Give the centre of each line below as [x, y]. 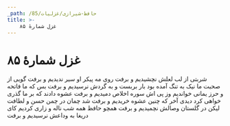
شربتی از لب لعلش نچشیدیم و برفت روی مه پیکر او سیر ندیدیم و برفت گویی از [107, 79]
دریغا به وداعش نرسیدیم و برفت [48, 115]
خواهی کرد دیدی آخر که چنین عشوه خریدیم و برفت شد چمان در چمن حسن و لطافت [114, 101]
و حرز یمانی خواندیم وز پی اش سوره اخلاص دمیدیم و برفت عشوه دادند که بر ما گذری [115, 94]
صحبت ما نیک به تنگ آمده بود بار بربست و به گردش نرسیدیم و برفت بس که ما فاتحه [114, 86]
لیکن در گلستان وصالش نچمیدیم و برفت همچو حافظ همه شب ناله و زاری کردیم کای [114, 108]
